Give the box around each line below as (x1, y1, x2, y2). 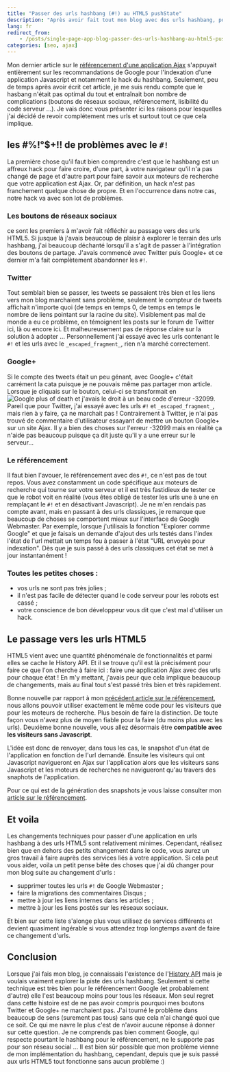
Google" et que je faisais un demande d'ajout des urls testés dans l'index (7, 530, 214, 537)
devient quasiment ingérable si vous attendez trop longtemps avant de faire (7, 924, 220, 932)
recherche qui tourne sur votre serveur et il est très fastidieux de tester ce (7, 486, 216, 493)
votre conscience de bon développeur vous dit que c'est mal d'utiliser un (16, 606, 223, 614)
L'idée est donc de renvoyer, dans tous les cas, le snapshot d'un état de (7, 744, 210, 752)
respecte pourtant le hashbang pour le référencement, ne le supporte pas (7, 1035, 215, 1043)
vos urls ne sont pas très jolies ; (16, 584, 107, 592)
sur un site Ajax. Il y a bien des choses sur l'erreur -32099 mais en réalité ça (7, 423, 222, 432)
